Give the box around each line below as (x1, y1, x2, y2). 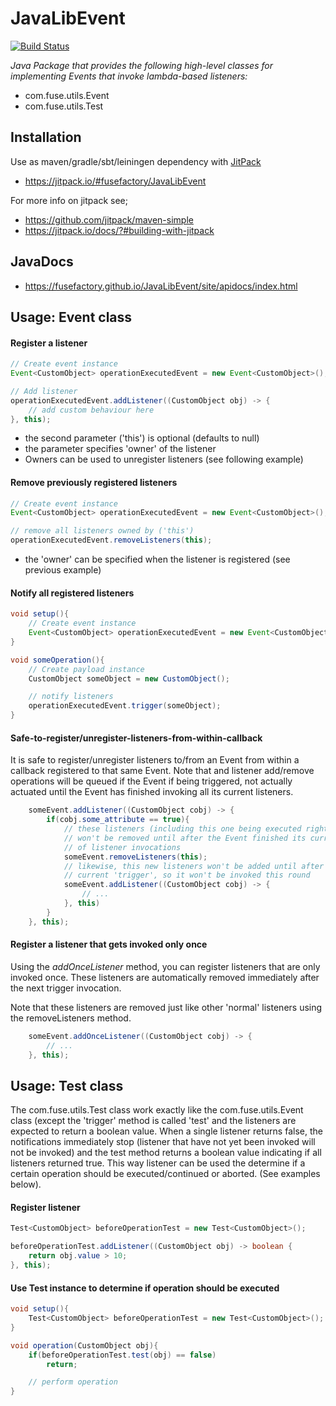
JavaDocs (10, 253, 74, 271)
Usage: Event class (10, 308, 133, 326)
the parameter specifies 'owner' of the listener (24, 443, 217, 455)
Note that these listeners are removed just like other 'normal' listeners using (10, 1001, 323, 1013)
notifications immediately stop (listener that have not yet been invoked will (10, 1136, 316, 1148)
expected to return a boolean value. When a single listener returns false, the (10, 1125, 323, 1137)
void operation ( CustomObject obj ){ (10, 1340, 159, 1351)
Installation (10, 129, 82, 146)
